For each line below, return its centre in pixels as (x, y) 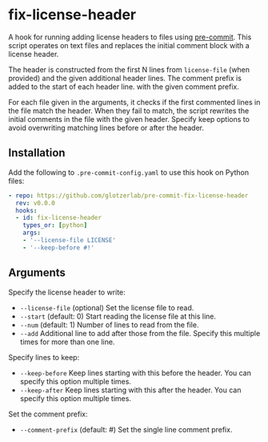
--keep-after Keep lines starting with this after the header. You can (130, 390)
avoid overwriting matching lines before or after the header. (106, 128)
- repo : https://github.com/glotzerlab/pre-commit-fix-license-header (128, 195)
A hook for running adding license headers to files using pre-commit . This (130, 37)
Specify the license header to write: (67, 292)
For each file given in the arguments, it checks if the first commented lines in (134, 102)
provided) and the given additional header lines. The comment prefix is (125, 78)
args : (32, 233)
